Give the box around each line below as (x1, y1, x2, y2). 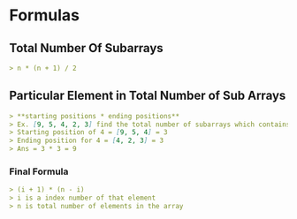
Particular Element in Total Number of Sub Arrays (9, 88, 286, 103)
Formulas (9, 5, 80, 26)
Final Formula (9, 165, 69, 177)
